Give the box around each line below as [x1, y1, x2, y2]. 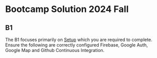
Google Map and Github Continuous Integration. [5, 47, 105, 53]
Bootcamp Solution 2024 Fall [5, 3, 129, 15]
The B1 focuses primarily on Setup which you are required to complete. [5, 36, 152, 42]
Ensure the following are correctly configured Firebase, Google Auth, [5, 42, 148, 48]
